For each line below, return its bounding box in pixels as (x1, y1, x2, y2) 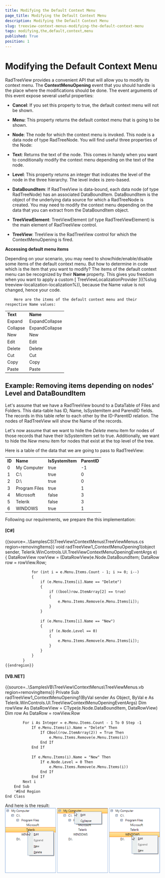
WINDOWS (16, 506, 38, 512)
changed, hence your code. (5, 287, 61, 293)
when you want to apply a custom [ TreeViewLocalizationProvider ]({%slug (5, 276, 157, 282)
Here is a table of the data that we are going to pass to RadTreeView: (5, 447, 144, 453)
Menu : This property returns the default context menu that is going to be (12, 117, 160, 123)
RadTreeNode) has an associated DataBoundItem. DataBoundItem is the (12, 192, 158, 197)
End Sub (14, 784, 29, 789)
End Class (5, 794, 26, 799)
